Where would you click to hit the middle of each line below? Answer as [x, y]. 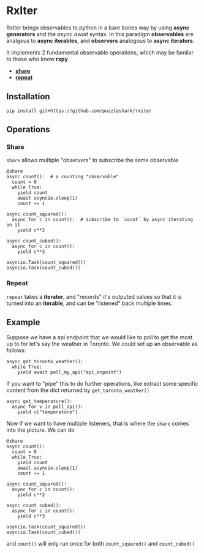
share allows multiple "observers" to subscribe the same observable [93, 160]
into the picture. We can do [40, 430]
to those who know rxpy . [38, 59]
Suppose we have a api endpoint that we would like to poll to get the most [100, 337]
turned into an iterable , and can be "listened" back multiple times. [89, 303]
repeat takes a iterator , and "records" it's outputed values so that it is [94, 296]
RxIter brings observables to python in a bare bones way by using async [98, 28]
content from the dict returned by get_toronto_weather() [78, 390]
